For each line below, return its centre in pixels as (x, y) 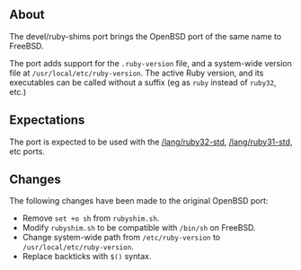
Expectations (47, 120)
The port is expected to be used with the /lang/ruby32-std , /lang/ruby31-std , (151, 142)
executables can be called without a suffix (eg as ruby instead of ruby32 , (143, 82)
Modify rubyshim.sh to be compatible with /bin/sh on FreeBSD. (139, 228)
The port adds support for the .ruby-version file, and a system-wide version (150, 63)
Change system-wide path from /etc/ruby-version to (121, 238)
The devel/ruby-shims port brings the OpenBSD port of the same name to (146, 36)
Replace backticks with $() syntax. (87, 257)
